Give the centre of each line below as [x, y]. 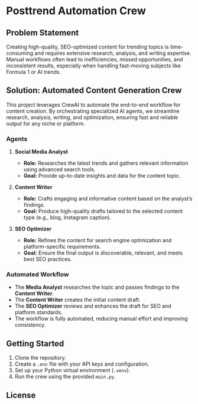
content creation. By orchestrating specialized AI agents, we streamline [93, 111]
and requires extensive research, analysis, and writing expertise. [113, 53]
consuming [20, 53]
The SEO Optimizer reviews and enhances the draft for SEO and [93, 306]
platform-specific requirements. [62, 247]
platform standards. [39, 312]
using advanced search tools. [59, 170]
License [21, 395]
